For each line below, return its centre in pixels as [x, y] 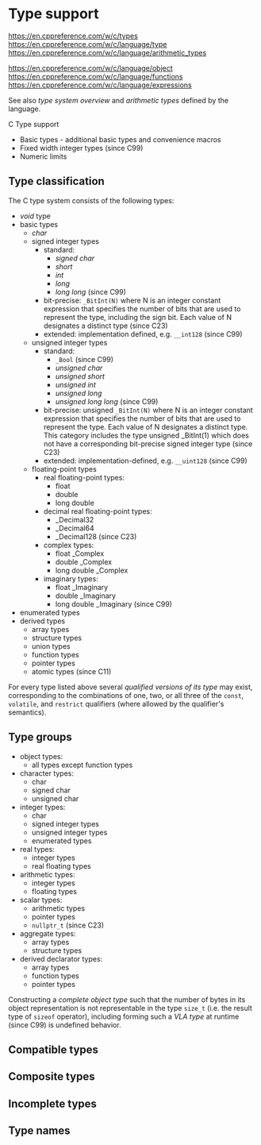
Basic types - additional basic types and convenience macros [120, 139]
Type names [39, 1131]
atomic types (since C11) [71, 671]
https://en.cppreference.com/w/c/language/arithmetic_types [107, 52]
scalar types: [41, 900]
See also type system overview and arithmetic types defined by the [118, 100]
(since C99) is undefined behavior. [65, 1024]
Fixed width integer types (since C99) [81, 148]
